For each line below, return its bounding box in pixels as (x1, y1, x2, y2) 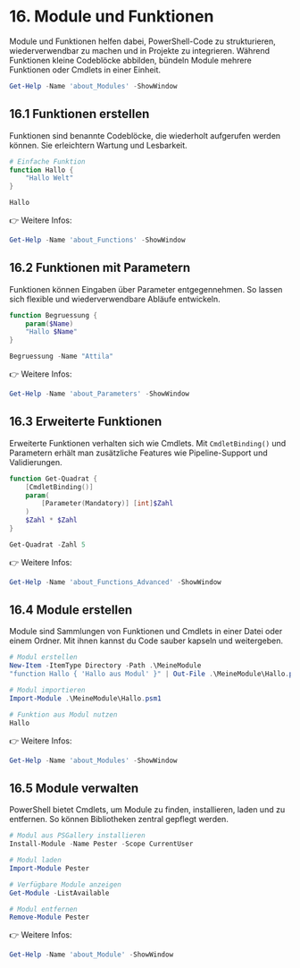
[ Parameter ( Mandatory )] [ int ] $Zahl (41, 499, 174, 508)
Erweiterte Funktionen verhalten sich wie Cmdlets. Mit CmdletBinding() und (9, 437, 287, 448)
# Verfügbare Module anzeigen (9, 879, 122, 889)
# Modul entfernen (9, 904, 78, 913)
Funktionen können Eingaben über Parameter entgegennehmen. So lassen (9, 284, 283, 294)
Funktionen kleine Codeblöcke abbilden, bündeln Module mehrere (9, 55, 252, 65)
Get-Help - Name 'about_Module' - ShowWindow (9, 950, 174, 959)
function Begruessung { (9, 310, 98, 319)
